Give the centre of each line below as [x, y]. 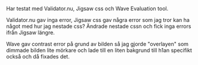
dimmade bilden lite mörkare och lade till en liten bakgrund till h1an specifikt [99, 50]
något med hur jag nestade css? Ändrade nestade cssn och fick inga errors [99, 26]
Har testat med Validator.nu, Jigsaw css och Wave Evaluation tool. [87, 9]
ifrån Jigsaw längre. [30, 32]
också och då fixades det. [38, 56]
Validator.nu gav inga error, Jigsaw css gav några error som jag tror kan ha [98, 20]
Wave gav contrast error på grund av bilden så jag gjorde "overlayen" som [98, 44]
